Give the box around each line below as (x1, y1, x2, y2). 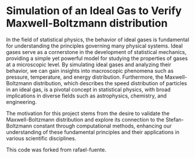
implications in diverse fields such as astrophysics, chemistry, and (6, 92, 167, 99)
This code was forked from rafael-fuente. (6, 146, 107, 153)
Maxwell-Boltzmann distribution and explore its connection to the (6, 116, 165, 123)
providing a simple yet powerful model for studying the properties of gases (6, 55, 188, 62)
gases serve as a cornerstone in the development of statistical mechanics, (6, 48, 187, 55)
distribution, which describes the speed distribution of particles (33, 79, 187, 86)
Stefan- (166, 116, 184, 123)
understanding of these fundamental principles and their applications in (6, 128, 180, 136)
